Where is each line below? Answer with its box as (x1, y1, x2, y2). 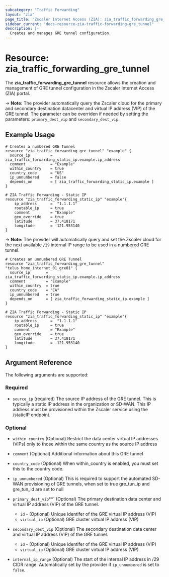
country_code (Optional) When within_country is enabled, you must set (12, 460, 158, 466)
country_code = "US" (10, 170, 64, 175)
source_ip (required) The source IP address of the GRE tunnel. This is (12, 396, 156, 402)
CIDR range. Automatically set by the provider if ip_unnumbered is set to (12, 561, 159, 568)
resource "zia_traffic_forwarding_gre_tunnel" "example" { (5, 148, 132, 153)
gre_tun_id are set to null (12, 486, 64, 493)
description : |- (5, 26, 39, 31)
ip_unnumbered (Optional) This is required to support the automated (12, 475, 151, 482)
